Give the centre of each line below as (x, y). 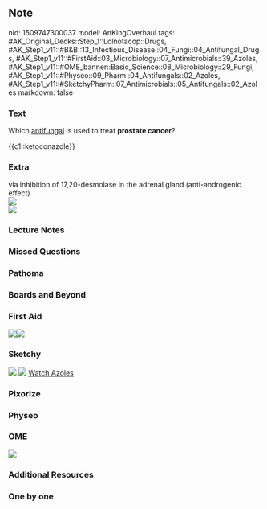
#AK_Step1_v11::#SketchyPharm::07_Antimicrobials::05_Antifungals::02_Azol (133, 84)
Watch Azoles (51, 372)
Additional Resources (51, 474)
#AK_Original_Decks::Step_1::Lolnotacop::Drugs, (87, 41)
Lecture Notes (36, 230)
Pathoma (26, 273)
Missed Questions (44, 252)
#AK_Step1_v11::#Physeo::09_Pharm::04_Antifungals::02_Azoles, (114, 75)
